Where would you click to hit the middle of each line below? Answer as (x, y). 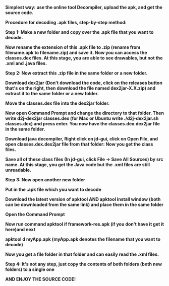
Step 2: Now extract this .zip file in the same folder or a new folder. (76, 73)
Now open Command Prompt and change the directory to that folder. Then (84, 113)
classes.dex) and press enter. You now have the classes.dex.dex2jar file (82, 124)
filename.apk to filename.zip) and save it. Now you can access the (76, 53)
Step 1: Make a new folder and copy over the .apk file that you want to (79, 32)
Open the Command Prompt (35, 214)
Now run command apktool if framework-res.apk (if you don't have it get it (84, 224)
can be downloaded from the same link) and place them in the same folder (84, 204)
